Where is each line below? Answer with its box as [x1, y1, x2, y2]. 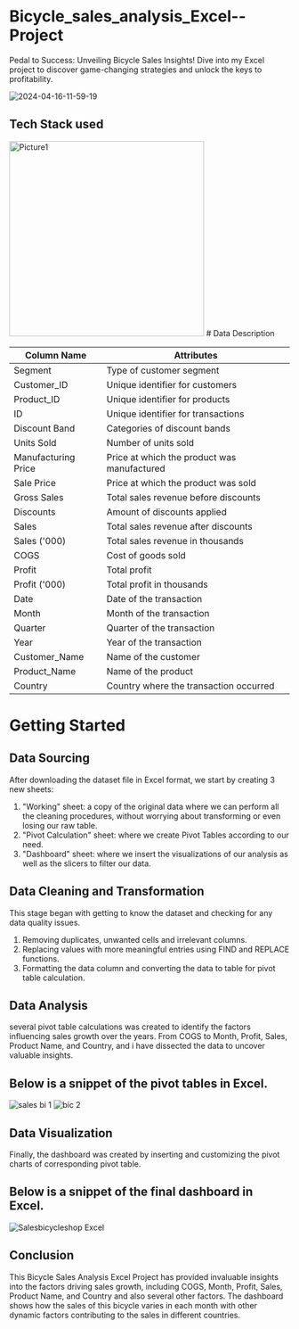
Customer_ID [13, 378, 69, 391]
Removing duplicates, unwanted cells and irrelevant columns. [21, 934, 247, 945]
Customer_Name [13, 650, 85, 663]
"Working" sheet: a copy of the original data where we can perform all [21, 801, 279, 812]
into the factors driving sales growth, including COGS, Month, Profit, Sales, [9, 1281, 283, 1292]
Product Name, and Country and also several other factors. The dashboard [9, 1291, 284, 1301]
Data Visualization [9, 1126, 113, 1141]
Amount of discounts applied [106, 506, 227, 518]
